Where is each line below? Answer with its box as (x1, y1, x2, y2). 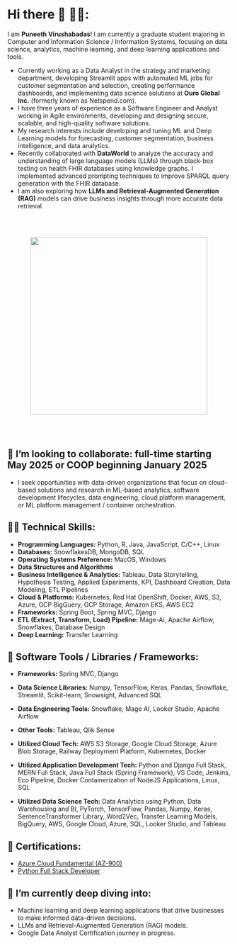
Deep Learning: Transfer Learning (17, 630, 118, 639)
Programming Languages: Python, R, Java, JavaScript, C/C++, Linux (17, 540, 221, 549)
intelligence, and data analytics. (17, 141, 110, 150)
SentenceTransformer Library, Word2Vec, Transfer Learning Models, (17, 812, 218, 821)
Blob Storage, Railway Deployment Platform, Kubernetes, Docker (17, 747, 207, 755)
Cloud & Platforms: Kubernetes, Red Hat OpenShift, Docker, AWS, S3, (17, 592, 221, 601)
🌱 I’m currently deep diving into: (7, 887, 151, 899)
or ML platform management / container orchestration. (17, 500, 177, 509)
